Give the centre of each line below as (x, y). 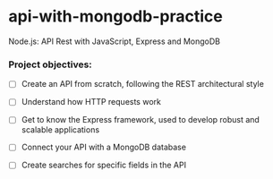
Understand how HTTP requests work (91, 102)
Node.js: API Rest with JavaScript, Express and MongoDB (115, 41)
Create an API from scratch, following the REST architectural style (143, 84)
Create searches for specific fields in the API (104, 165)
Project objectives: (51, 64)
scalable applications (60, 130)
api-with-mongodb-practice (115, 17)
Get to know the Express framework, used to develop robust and (141, 120)
